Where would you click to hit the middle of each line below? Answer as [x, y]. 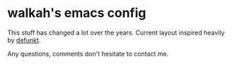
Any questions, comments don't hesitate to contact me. [88, 54]
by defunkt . [24, 40]
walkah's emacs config [77, 13]
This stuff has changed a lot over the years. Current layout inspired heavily [116, 32]
